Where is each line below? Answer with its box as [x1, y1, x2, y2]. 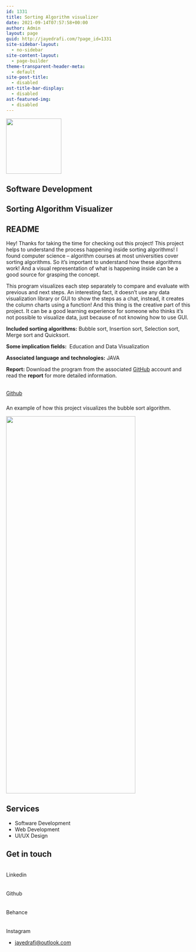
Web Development [14, 826, 60, 833]
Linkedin [6, 871, 27, 878]
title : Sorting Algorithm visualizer [6, 14, 99, 20]
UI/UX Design [14, 832, 48, 839]
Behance [6, 908, 28, 915]
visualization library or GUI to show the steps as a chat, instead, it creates [6, 295, 184, 302]
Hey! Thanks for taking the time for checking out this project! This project [6, 240, 184, 247]
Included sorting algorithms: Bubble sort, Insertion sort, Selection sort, [6, 325, 180, 332]
